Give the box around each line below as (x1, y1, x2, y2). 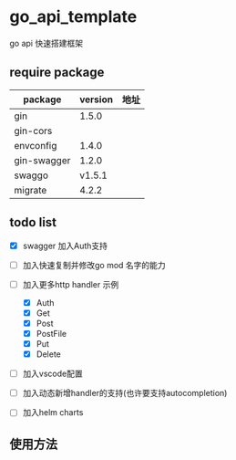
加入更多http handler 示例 (22, 278, 119, 289)
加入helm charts (22, 407, 84, 418)
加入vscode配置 (22, 368, 84, 380)
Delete (36, 349, 62, 360)
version (79, 93, 114, 106)
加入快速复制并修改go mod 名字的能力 (22, 259, 166, 270)
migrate (14, 183, 47, 196)
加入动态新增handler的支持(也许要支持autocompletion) (22, 388, 228, 399)
